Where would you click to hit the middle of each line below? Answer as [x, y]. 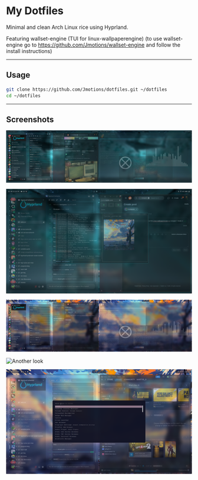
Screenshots [30, 119]
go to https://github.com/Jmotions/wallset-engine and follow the [102, 45]
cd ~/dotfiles [24, 95]
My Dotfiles [35, 11]
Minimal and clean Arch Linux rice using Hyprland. [67, 27]
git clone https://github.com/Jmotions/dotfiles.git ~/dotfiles [87, 90]
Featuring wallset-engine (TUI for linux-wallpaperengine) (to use [84, 38]
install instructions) [29, 51]
